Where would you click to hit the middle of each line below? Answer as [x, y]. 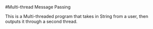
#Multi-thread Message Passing [38, 7]
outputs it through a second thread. [41, 22]
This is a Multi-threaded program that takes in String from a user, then [77, 16]
